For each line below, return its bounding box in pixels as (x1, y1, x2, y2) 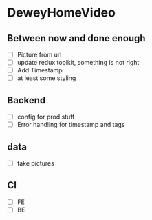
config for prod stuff (17, 112, 75, 121)
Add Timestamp (17, 66, 63, 74)
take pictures (17, 159, 55, 167)
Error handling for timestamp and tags (17, 121, 125, 129)
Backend (7, 94, 46, 106)
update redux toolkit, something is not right (17, 59, 140, 67)
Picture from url (17, 50, 62, 59)
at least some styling (17, 74, 76, 82)
